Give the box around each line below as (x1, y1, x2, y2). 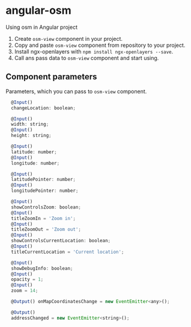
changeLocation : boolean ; (11, 105, 76, 111)
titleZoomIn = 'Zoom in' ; (11, 215, 76, 221)
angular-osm (5, 4, 71, 17)
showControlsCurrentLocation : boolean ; (11, 238, 111, 244)
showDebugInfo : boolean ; (11, 265, 73, 271)
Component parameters (5, 72, 97, 82)
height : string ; (11, 133, 52, 139)
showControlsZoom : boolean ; (11, 204, 82, 210)
